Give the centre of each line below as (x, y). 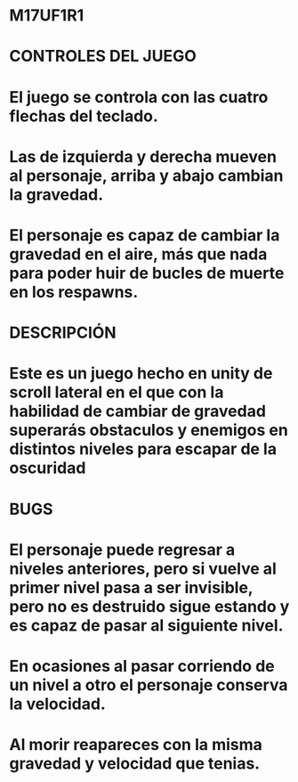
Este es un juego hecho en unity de (141, 374)
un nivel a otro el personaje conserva (149, 684)
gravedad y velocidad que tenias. (135, 764)
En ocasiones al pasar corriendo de (142, 666)
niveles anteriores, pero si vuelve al (143, 569)
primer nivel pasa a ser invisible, (131, 587)
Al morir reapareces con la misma (136, 745)
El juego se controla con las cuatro (139, 97)
